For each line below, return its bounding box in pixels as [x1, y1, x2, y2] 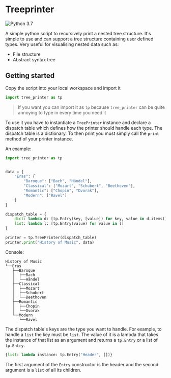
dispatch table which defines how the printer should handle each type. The [5, 125, 163, 131]
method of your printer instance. [5, 135, 73, 141]
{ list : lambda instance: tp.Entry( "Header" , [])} [5, 352, 113, 357]
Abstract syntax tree [12, 56, 56, 62]
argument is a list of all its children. [5, 367, 81, 373]
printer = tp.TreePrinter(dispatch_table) [5, 235, 97, 240]
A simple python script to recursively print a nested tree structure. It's [5, 30, 151, 36]
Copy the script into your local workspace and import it [5, 85, 121, 91]
